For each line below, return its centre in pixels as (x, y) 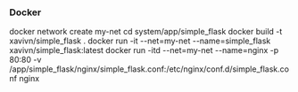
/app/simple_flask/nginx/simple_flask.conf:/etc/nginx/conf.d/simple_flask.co (149, 69)
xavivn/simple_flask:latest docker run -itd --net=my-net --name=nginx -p (144, 50)
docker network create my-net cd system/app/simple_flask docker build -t (146, 32)
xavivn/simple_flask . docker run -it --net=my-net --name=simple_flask (140, 41)
